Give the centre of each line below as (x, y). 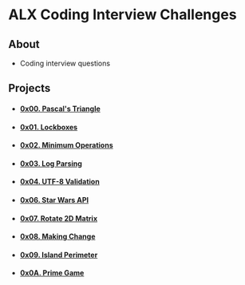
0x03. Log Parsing (51, 163)
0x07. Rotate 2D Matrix (59, 218)
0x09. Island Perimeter (59, 255)
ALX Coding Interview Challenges (122, 15)
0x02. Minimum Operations (66, 145)
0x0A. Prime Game (52, 273)
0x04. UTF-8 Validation (59, 182)
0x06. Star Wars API (54, 200)
